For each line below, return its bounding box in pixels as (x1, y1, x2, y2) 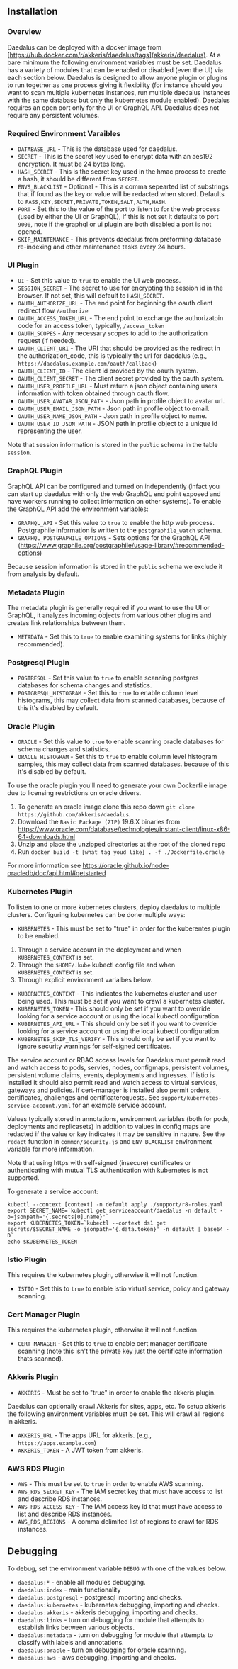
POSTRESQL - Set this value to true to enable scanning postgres (17, 673, 199, 682)
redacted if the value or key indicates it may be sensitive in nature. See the (7, 1130, 225, 1138)
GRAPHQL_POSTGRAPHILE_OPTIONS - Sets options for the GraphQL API (17, 533, 210, 541)
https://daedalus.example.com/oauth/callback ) (17, 359, 157, 368)
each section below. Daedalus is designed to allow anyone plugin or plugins (7, 73, 228, 82)
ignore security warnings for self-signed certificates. (17, 1042, 172, 1050)
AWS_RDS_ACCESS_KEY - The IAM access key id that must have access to (17, 1502, 222, 1510)
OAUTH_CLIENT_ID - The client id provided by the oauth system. (17, 366, 198, 375)
